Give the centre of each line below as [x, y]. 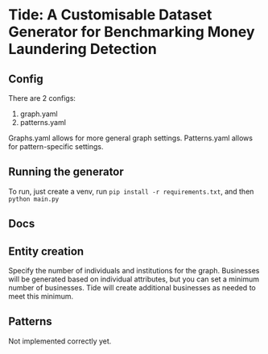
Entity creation [46, 251]
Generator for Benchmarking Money [132, 32]
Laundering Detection [82, 49]
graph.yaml [39, 114]
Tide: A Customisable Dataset [110, 15]
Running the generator [66, 172]
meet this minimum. [41, 297]
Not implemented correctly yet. [60, 341]
